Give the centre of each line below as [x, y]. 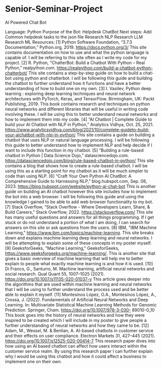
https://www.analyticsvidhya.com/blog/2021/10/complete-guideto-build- [77, 129]
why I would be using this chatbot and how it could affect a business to [76, 356]
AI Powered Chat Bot [26, 22]
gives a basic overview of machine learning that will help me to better [74, 258]
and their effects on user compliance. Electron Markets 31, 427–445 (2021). [80, 336]
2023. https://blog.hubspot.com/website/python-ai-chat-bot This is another [81, 186]
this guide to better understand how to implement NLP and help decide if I [79, 145]
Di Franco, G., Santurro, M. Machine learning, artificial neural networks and [80, 269]
